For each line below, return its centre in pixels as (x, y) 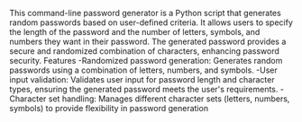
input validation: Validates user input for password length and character (142, 79)
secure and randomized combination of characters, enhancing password (144, 51)
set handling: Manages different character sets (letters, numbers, (169, 99)
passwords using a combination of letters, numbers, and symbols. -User (143, 70)
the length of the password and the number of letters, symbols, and (135, 32)
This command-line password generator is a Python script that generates (145, 13)
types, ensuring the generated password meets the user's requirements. (144, 89)
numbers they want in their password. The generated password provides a (148, 41)
